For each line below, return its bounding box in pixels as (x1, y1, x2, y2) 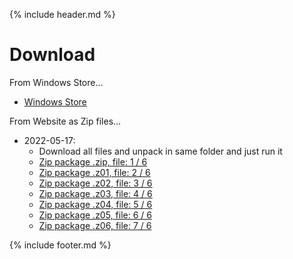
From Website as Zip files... (9, 115, 122, 127)
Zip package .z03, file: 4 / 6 (38, 187, 153, 199)
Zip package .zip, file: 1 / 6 (38, 155, 148, 168)
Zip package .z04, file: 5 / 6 (38, 198, 153, 210)
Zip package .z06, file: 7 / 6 (38, 219, 152, 231)
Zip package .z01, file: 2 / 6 (38, 166, 151, 178)
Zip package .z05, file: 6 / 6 (38, 209, 152, 221)
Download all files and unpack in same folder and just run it (38, 145, 283, 157)
